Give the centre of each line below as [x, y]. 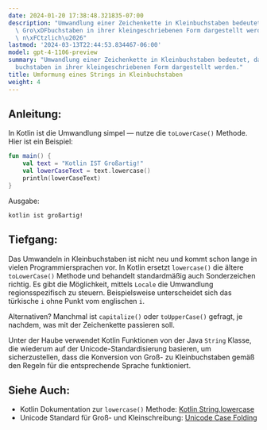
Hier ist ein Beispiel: [41, 142]
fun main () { [30, 156]
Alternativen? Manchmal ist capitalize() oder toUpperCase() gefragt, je [126, 316]
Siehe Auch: [39, 390]
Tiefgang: [33, 240]
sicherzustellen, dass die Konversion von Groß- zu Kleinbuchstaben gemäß [132, 357]
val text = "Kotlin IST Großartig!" [83, 163]
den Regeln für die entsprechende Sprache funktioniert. [100, 365]
